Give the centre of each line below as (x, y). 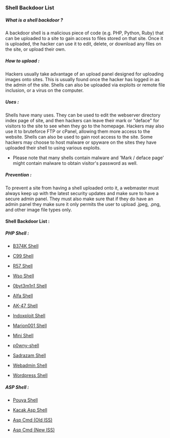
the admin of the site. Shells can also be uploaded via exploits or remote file (85, 85)
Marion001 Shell (30, 326)
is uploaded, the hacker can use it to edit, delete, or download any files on (83, 44)
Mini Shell (23, 336)
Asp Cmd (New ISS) (34, 430)
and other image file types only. (39, 210)
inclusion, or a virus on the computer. (45, 90)
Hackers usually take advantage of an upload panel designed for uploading (84, 74)
